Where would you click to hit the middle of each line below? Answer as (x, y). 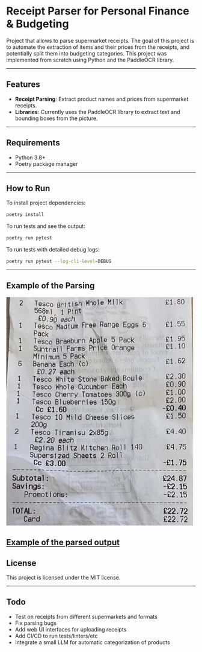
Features (23, 85)
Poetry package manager (46, 163)
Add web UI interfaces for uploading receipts (71, 629)
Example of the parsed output (63, 543)
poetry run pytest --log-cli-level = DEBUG (59, 261)
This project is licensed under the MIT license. (63, 578)
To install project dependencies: (46, 203)
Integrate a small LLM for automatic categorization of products (92, 642)
